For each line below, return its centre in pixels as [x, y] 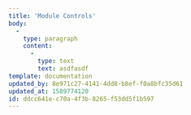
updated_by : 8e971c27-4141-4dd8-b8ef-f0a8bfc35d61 [96, 83]
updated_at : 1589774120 [49, 91]
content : [38, 46]
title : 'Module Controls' [52, 16]
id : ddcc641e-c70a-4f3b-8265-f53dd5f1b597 [81, 99]
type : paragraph [51, 38]
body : [17, 23]
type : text [56, 62]
